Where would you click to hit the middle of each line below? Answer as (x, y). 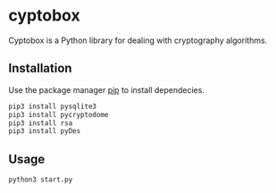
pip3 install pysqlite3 (53, 106)
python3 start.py (41, 180)
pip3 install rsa (41, 123)
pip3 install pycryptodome (59, 114)
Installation (40, 68)
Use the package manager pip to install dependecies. (106, 89)
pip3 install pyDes (45, 131)
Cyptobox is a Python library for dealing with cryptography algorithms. (138, 40)
